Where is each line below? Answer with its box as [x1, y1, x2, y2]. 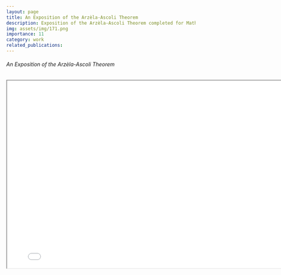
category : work [6, 37, 44, 43]
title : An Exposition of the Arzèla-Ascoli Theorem [6, 14, 138, 20]
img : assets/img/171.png [6, 25, 68, 32]
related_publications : [6, 43, 63, 49]
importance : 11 [6, 31, 44, 37]
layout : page [6, 8, 39, 15]
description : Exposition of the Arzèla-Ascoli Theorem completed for [6, 20, 184, 26]
